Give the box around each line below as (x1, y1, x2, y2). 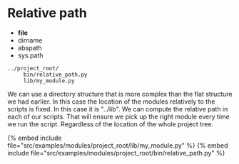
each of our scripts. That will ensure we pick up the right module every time (7, 112, 230, 121)
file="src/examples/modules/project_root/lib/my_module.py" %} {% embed (7, 141, 228, 150)
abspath (17, 43, 43, 52)
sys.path (17, 51, 44, 60)
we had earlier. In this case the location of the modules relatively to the (7, 97, 215, 106)
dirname (17, 35, 43, 44)
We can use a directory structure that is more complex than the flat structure (7, 89, 233, 98)
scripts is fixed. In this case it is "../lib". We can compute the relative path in (7, 104, 228, 113)
